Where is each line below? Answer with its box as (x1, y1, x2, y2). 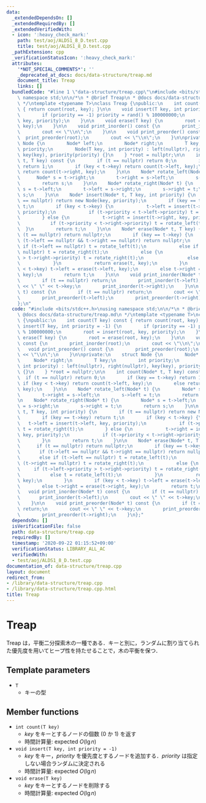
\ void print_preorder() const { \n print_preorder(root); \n (17, 346, 199, 352)
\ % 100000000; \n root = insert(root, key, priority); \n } (17, 329, 199, 335)
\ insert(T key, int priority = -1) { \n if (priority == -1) (17, 323, 196, 329)
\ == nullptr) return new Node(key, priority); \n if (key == (17, 197, 196, 203)
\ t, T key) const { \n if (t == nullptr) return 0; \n (17, 157, 177, 163)
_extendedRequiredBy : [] (12, 20, 75, 26)
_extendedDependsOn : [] (12, 15, 72, 21)
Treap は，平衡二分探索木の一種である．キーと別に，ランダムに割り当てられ (6, 639, 200, 646)
